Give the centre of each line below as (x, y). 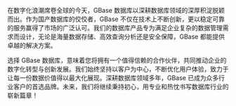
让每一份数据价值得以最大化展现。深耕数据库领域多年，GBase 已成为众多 (113, 78)
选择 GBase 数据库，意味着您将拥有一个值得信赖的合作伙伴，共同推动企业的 (117, 60)
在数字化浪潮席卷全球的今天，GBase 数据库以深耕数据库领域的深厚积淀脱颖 (116, 10)
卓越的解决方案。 (32, 45)
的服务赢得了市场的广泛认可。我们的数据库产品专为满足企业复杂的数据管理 (115, 28)
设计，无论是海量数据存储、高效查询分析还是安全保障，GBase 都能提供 (122, 37)
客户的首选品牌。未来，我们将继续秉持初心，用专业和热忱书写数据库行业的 (121, 87)
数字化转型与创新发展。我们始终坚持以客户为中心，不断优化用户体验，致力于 (118, 69)
